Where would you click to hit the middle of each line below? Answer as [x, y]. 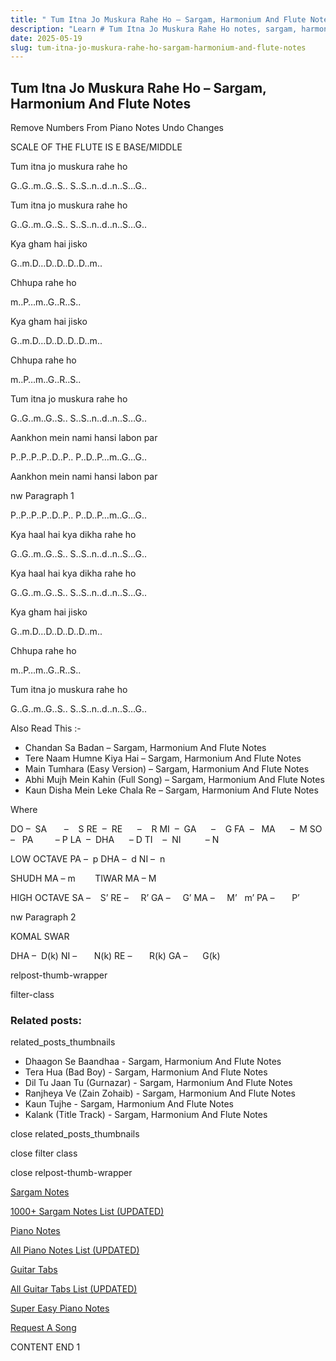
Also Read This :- [46, 728]
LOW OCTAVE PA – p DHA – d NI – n [88, 859]
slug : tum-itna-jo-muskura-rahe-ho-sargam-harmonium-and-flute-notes [158, 47]
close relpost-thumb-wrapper [71, 1173]
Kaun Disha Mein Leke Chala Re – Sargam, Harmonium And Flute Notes [171, 790]
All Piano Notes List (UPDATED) [75, 1250]
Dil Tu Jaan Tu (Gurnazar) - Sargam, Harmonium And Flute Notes [158, 1083]
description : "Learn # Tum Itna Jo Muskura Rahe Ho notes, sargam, [154, 29]
